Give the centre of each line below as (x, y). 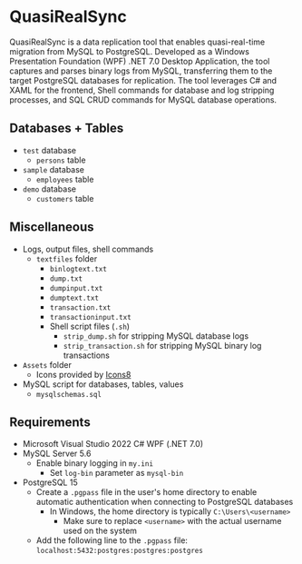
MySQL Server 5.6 (57, 454)
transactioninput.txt (90, 317)
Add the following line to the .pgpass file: (112, 540)
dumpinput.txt (76, 288)
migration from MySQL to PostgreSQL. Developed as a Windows (129, 51)
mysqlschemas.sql (69, 394)
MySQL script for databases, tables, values (103, 384)
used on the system (100, 531)
